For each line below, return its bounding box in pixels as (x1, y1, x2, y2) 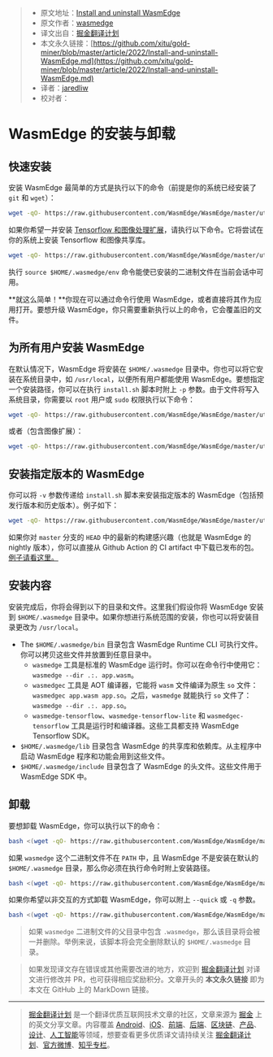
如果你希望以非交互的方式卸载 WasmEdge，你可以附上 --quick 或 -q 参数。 (8, 894, 260, 905)
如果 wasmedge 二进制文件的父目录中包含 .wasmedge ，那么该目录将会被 (28, 927, 261, 937)
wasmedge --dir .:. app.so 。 (32, 700, 132, 710)
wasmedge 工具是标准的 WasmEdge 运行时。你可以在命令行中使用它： (32, 659, 262, 669)
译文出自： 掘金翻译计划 (40, 28, 119, 37)
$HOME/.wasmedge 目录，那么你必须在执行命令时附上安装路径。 (8, 863, 215, 872)
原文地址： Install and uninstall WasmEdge (40, 8, 181, 17)
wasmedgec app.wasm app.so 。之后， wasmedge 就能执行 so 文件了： (32, 690, 252, 700)
